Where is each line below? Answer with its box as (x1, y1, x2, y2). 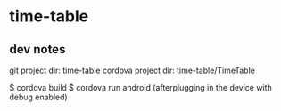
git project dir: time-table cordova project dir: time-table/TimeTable (9, 65, 256, 75)
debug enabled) (9, 91, 69, 102)
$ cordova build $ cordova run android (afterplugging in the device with (9, 83, 272, 92)
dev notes (9, 42, 66, 57)
